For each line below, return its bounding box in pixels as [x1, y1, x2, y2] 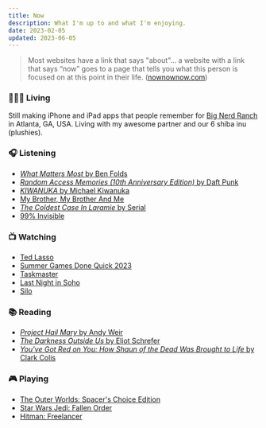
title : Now [8, 11, 44, 20]
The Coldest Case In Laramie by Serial [19, 202, 146, 212]
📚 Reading [8, 307, 52, 318]
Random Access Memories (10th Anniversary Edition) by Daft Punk [19, 177, 239, 187]
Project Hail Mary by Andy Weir [19, 328, 123, 337]
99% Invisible [19, 211, 65, 220]
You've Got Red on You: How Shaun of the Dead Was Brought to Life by [19, 344, 255, 354]
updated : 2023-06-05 [8, 33, 77, 42]
